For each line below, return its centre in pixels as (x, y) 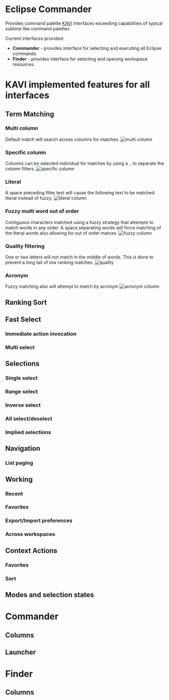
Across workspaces (30, 534)
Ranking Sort (26, 302)
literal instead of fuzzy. (29, 198)
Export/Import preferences (39, 521)
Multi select (20, 347)
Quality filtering (25, 246)
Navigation (23, 448)
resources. (24, 64)
